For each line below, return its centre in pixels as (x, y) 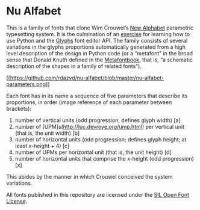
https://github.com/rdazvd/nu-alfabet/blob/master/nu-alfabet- (87, 78)
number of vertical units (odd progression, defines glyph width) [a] (98, 120)
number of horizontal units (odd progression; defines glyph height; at (101, 139)
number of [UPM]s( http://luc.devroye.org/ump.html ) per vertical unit (100, 126)
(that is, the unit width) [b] (47, 133)
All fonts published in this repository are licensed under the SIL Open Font (98, 194)
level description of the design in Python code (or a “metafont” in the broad (100, 53)
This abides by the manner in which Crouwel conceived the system (89, 176)
